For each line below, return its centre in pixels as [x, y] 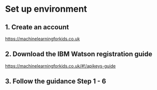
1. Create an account [37, 27]
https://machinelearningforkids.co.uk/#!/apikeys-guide [61, 66]
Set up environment [46, 9]
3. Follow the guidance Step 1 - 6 [56, 81]
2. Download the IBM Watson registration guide [79, 54]
